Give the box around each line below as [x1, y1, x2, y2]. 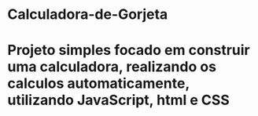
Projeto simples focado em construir [7, 42, 251, 60]
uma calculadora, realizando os [7, 58, 217, 76]
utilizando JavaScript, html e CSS [7, 92, 230, 109]
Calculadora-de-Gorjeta [7, 5, 168, 24]
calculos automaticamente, [7, 74, 190, 92]
